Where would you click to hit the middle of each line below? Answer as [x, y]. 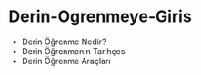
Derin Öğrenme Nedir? [64, 42]
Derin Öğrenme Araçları [66, 61]
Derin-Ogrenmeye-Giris [100, 17]
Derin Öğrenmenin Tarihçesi [75, 51]
